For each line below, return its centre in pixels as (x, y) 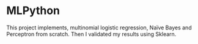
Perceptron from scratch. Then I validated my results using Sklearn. (91, 34)
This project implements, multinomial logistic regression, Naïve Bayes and (99, 28)
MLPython (33, 11)
